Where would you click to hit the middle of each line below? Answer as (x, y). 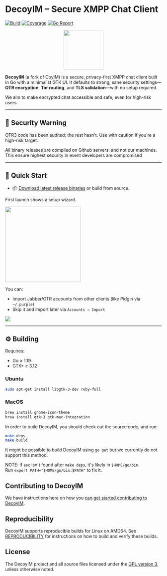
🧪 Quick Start (26, 176)
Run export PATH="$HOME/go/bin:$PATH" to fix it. (54, 470)
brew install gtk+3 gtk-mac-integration (48, 417)
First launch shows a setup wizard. (41, 199)
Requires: (15, 351)
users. (12, 102)
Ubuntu (14, 379)
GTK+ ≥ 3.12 (25, 366)
